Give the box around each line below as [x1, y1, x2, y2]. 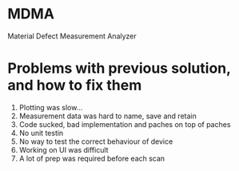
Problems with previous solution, [7, 59, 231, 78]
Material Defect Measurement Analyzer [7, 31, 137, 41]
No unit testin [18, 128, 64, 137]
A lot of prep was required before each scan [18, 153, 165, 163]
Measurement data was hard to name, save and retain [18, 111, 197, 121]
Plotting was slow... [18, 102, 83, 112]
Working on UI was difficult [18, 145, 109, 154]
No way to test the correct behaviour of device [18, 137, 173, 146]
